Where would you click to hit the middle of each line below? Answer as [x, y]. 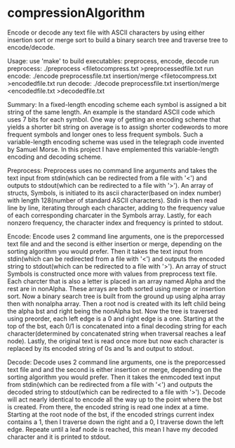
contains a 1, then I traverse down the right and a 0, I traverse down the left [115, 422]
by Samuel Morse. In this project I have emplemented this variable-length [113, 149]
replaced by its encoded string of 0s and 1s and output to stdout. [101, 348]
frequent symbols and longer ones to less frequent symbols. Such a [105, 134]
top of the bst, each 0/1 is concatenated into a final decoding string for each [117, 326]
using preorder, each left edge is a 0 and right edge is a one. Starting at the [116, 319]
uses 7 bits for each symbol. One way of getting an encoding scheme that [114, 119]
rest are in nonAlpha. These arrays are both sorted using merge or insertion [116, 288]
